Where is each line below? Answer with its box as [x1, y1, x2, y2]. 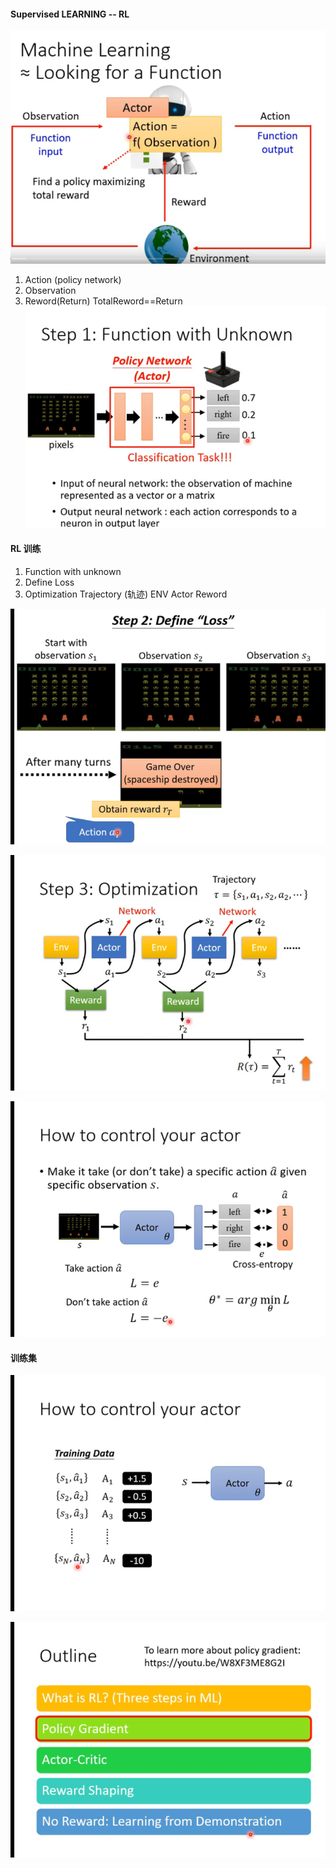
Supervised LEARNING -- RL [10, 8, 130, 20]
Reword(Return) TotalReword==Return [24, 295, 183, 307]
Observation [24, 284, 77, 296]
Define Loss [24, 576, 75, 589]
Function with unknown [24, 566, 122, 578]
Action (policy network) [24, 273, 122, 285]
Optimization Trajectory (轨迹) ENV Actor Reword [24, 588, 228, 600]
